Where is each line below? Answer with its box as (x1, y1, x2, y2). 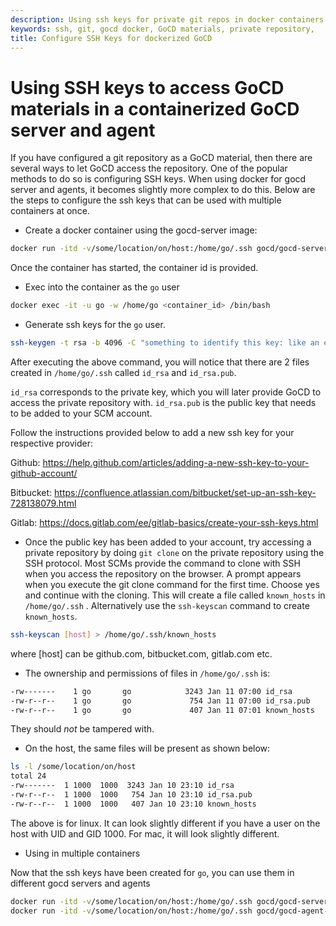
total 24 (10, 771, 47, 781)
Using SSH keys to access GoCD (10, 76, 285, 99)
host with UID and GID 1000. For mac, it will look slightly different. (10, 827, 280, 840)
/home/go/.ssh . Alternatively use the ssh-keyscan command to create (24, 599, 310, 611)
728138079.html (10, 497, 77, 509)
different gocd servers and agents (10, 877, 151, 889)
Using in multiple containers (24, 847, 141, 859)
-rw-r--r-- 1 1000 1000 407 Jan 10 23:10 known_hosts (10, 799, 257, 809)
